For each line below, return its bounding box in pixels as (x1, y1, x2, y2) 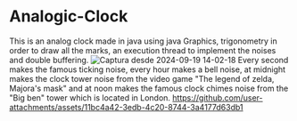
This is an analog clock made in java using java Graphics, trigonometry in (9, 36, 278, 46)
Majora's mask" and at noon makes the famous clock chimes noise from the (9, 83, 289, 93)
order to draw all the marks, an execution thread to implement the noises (9, 44, 276, 55)
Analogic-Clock (9, 6, 128, 27)
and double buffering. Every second (9, 54, 289, 65)
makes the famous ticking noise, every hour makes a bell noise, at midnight (9, 64, 286, 75)
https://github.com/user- (172, 92, 263, 103)
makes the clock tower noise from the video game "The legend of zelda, (9, 73, 275, 84)
